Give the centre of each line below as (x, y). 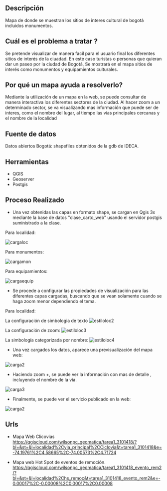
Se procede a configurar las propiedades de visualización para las (80, 290)
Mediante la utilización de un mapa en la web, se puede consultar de (76, 97)
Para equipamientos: (26, 271)
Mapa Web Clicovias (33, 436)
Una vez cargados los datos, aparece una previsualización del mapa (83, 349)
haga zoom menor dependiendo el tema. (54, 301)
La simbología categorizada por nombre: (47, 340)
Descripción (24, 8)
